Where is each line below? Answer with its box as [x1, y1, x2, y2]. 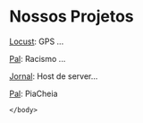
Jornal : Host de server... [9, 70, 98, 82]
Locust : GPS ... [9, 36, 64, 47]
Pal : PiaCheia [9, 88, 58, 99]
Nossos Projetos [9, 6, 134, 27]
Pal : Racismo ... [9, 53, 66, 64]
